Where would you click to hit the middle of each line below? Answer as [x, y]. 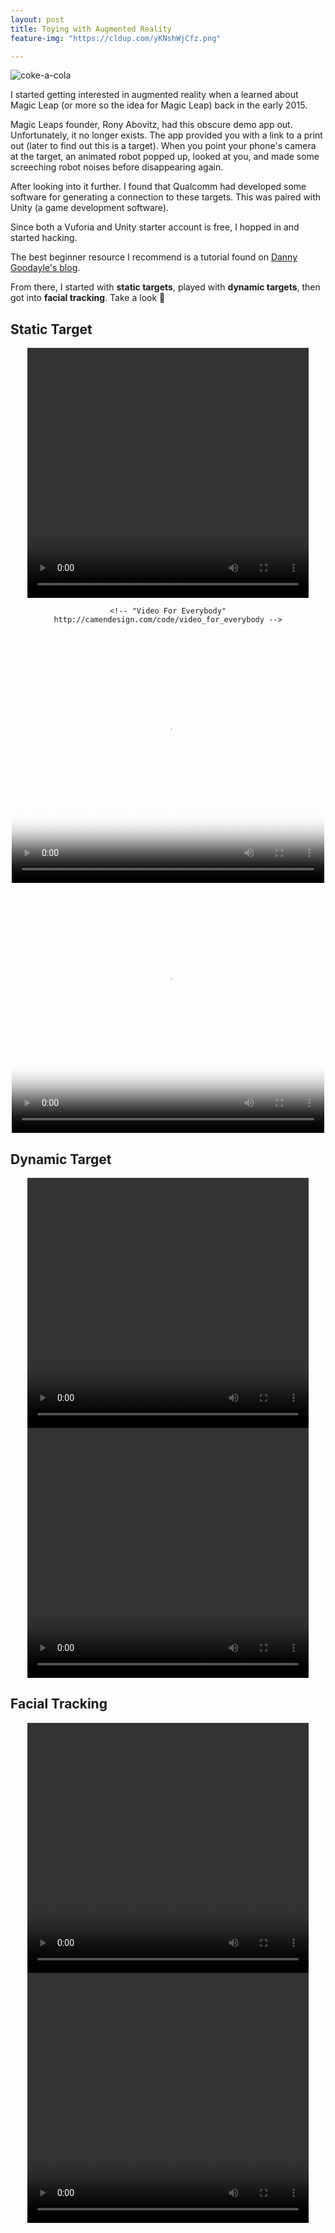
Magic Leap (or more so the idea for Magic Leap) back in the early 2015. [159, 105]
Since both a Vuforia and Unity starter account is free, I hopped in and [155, 227]
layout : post [37, 19]
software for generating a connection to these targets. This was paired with [166, 197]
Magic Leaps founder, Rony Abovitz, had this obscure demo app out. [151, 125]
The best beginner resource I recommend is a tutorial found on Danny [154, 257]
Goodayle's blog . [45, 268]
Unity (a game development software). [90, 208]
